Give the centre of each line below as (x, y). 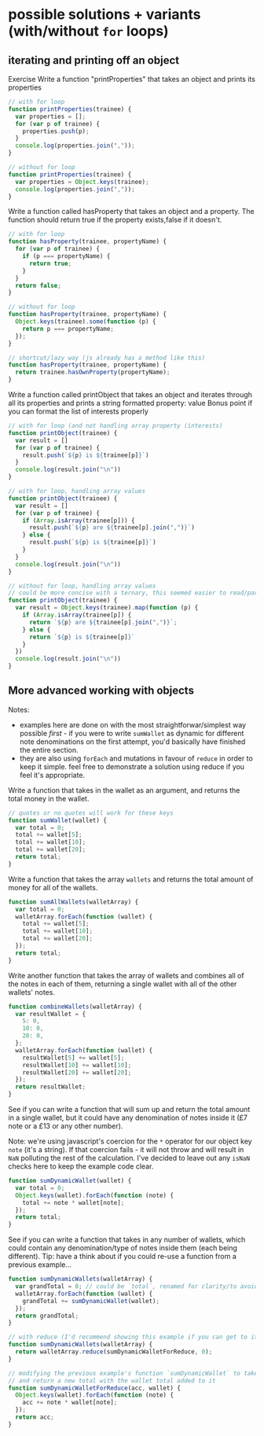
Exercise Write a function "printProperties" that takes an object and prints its (132, 79)
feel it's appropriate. (52, 775)
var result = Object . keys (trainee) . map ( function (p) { (107, 608)
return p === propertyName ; (68, 329)
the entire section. (49, 749)
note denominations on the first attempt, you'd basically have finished (132, 742)
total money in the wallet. (49, 798)
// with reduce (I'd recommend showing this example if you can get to (128, 1337)
